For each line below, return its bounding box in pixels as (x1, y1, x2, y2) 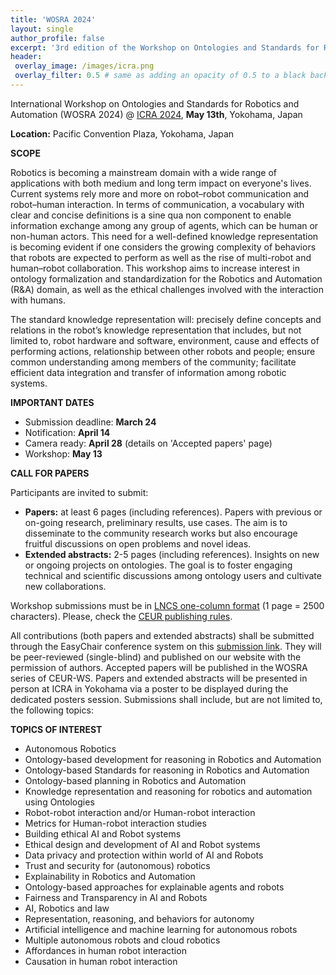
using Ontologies (24, 796, 95, 808)
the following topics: (10, 704, 94, 716)
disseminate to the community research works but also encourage (24, 527, 298, 539)
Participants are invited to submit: (10, 486, 149, 498)
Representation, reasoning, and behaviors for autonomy (24, 912, 255, 925)
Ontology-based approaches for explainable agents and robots (24, 881, 285, 893)
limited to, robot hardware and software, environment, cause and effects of (10, 334, 320, 346)
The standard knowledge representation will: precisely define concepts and (10, 313, 322, 325)
